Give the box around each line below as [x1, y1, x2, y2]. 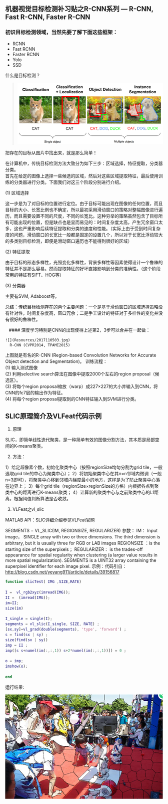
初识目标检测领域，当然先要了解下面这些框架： [5, 29, 118, 36]
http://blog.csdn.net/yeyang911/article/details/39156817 [5, 569, 120, 575]
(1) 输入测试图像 [5, 364, 38, 370]
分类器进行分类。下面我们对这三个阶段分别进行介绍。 [13, 179, 123, 185]
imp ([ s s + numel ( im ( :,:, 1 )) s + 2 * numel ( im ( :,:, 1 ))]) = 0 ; [5, 648, 126, 653]
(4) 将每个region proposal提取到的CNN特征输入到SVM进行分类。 [5, 395, 139, 402]
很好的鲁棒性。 [9, 316, 40, 322]
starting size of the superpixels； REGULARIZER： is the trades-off [5, 546, 143, 552]
